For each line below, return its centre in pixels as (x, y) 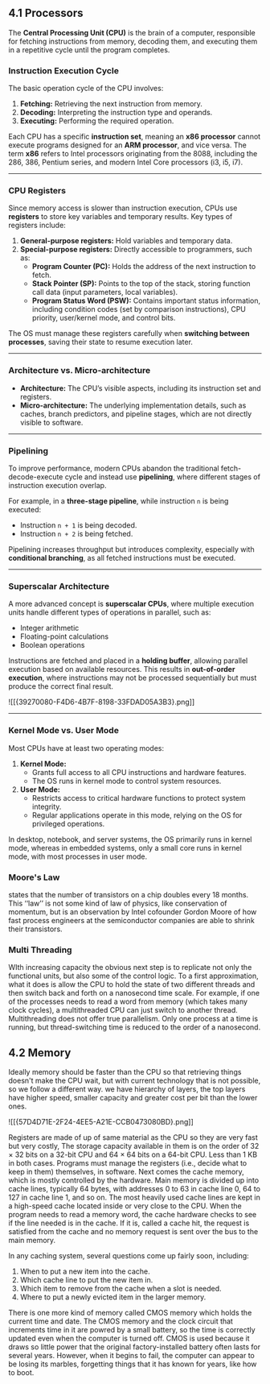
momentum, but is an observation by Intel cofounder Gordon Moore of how (133, 912)
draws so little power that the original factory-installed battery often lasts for (135, 1347)
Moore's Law (34, 877)
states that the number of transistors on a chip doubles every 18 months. (129, 894)
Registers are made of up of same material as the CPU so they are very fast (133, 1137)
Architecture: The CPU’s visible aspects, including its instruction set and (140, 388)
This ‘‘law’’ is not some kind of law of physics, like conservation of (118, 903)
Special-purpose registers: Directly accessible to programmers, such (136, 250)
